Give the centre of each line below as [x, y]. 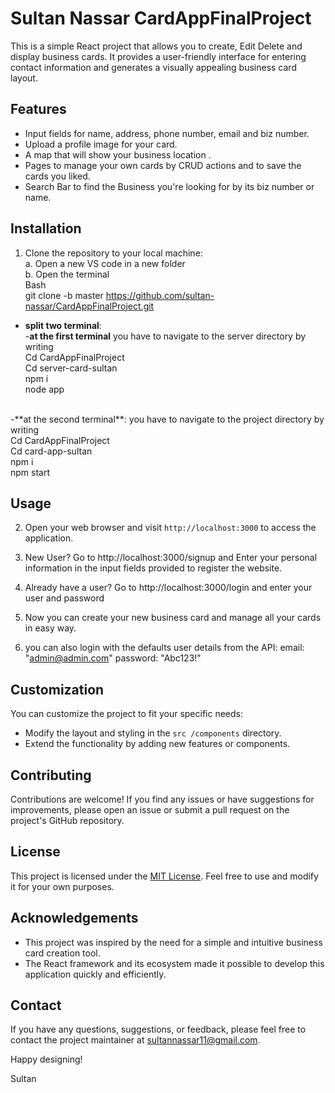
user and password [64, 598]
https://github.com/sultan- [160, 295]
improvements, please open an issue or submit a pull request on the [150, 810]
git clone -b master [64, 295]
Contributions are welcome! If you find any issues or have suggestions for [162, 799]
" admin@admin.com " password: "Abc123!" [113, 658]
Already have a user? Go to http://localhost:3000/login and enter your [168, 588]
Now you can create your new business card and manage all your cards [173, 618]
